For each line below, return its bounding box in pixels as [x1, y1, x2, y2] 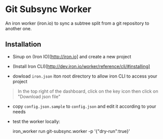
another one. [5, 25, 32, 31]
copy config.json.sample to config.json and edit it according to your [12, 103, 156, 109]
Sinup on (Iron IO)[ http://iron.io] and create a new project [12, 53, 131, 59]
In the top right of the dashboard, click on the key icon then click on [17, 88, 158, 94]
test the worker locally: [12, 118, 61, 124]
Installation [5, 40, 41, 49]
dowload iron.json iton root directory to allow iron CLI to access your [12, 73, 157, 79]
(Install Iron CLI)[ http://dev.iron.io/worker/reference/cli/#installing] [12, 63, 150, 69]
